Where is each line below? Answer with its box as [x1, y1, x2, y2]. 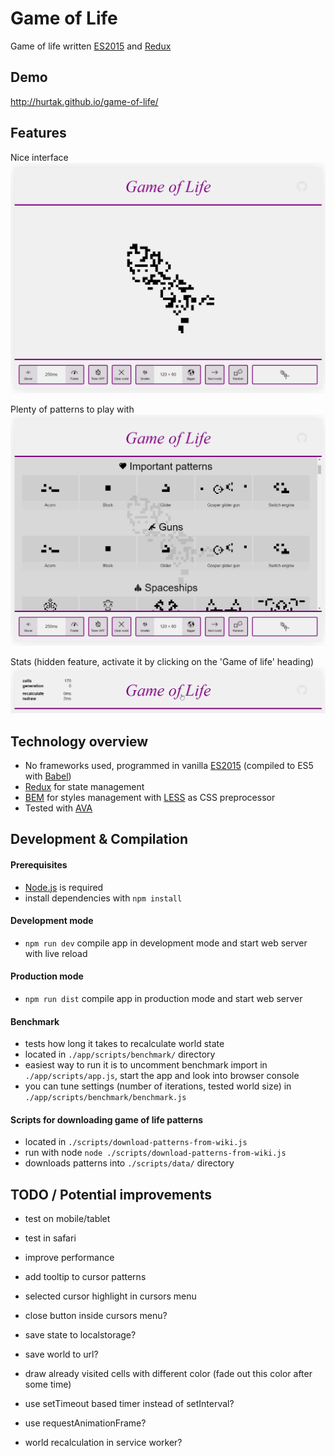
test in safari [24, 1232, 77, 1244]
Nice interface [10, 151, 69, 163]
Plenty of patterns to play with [10, 403, 135, 416]
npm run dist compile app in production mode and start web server [24, 992, 303, 1004]
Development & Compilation [10, 831, 189, 848]
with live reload [24, 947, 88, 959]
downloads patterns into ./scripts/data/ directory [24, 1157, 235, 1169]
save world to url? [24, 1348, 99, 1361]
